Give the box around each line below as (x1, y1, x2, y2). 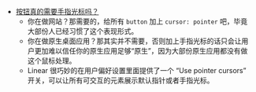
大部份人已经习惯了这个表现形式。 (27, 27, 139, 35)
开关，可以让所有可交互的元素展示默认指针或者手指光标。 (27, 75, 214, 85)
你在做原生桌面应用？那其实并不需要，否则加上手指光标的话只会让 (27, 36, 242, 46)
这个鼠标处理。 (27, 56, 76, 65)
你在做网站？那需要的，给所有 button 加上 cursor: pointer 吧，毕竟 (27, 17, 248, 26)
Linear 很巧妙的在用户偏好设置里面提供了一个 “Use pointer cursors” (27, 66, 247, 75)
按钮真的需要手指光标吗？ (15, 7, 99, 16)
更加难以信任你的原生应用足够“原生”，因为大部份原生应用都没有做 (34, 46, 248, 55)
